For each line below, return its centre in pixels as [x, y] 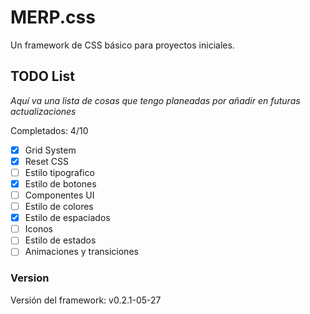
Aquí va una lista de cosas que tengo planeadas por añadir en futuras [155, 100]
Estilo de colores [59, 207]
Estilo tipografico [59, 172]
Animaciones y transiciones [81, 252]
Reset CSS [47, 161]
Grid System [50, 150]
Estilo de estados [60, 240]
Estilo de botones [60, 183]
